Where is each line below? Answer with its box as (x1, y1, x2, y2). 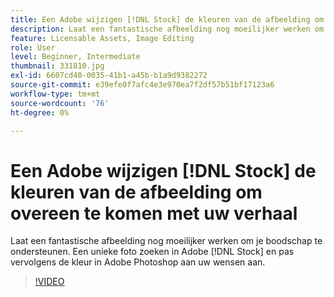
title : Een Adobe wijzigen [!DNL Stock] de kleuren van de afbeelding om (10, 14, 325, 25)
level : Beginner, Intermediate (10, 52, 141, 62)
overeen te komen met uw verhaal (10, 202, 298, 225)
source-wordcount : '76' (10, 98, 110, 108)
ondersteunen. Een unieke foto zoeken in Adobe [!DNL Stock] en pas (10, 246, 295, 258)
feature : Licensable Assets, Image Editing (10, 33, 195, 43)
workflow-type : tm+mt (10, 89, 101, 99)
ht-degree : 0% (10, 107, 70, 118)
